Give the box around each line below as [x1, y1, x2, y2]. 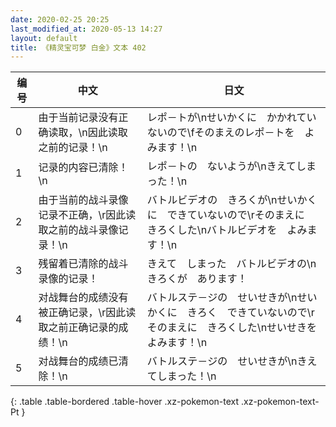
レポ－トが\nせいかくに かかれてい [146, 111, 317, 125]
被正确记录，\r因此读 [38, 306, 137, 320]
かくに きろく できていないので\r [146, 306, 315, 320]
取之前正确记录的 [38, 321, 119, 335]
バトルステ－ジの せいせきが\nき [146, 354, 308, 368]
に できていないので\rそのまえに [146, 208, 305, 222]
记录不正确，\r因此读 [38, 208, 137, 222]
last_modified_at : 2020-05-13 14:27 [10, 24, 163, 34]
